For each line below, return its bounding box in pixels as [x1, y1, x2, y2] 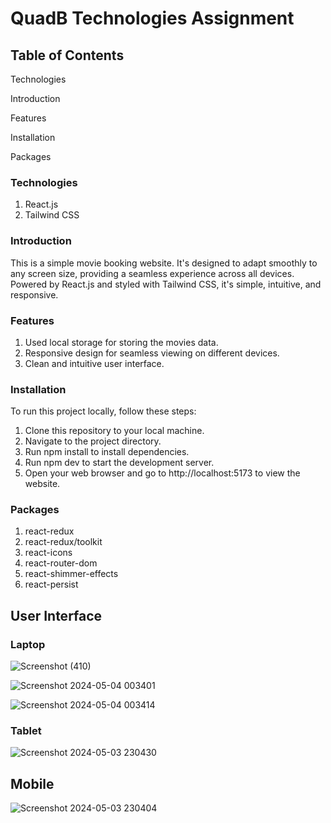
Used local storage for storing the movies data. [24, 336, 219, 348]
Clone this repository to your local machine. [24, 425, 205, 437]
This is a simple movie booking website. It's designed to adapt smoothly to [10, 257, 318, 269]
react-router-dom [24, 557, 98, 569]
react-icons [24, 547, 73, 559]
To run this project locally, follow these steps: [10, 405, 197, 417]
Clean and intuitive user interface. [24, 357, 165, 369]
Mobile [10, 775, 55, 792]
